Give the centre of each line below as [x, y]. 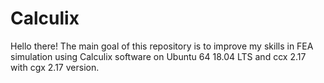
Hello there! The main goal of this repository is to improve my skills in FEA [162, 46]
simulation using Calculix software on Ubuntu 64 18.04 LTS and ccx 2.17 [158, 56]
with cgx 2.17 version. [55, 67]
